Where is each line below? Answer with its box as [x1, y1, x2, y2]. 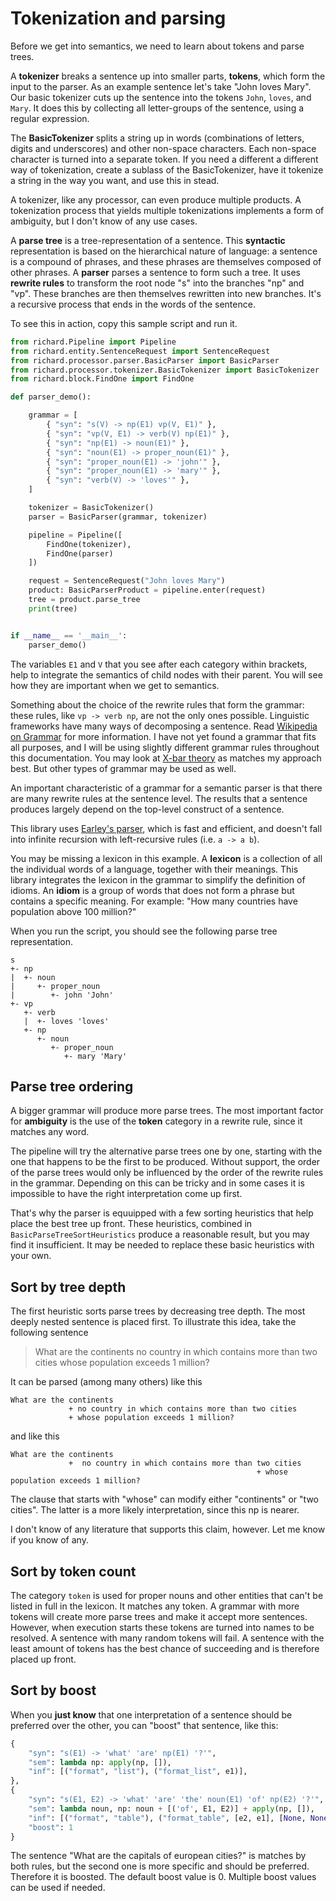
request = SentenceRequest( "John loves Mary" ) [28, 576, 226, 586]
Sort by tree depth [10, 1278, 127, 1296]
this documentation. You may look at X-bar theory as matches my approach [10, 752, 322, 764]
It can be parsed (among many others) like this [10, 1376, 203, 1388]
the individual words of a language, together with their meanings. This [10, 863, 299, 875]
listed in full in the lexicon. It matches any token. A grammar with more [10, 1600, 300, 1612]
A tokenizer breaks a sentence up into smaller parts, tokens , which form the [10, 70, 326, 82]
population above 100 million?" [10, 905, 137, 917]
